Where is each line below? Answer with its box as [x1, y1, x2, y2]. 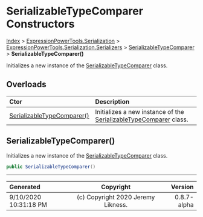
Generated [9, 183, 40, 192]
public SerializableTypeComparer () [6, 164, 96, 170]
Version [170, 183, 194, 192]
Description [95, 97, 130, 105]
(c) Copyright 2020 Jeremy [76, 193, 155, 201]
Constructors [6, 17, 75, 31]
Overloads [6, 79, 47, 90]
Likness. [104, 201, 128, 209]
